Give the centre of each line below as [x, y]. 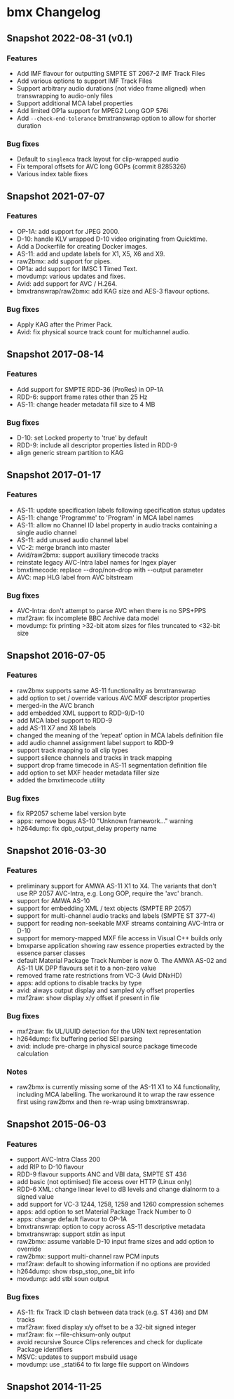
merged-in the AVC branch [55, 705]
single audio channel [47, 532]
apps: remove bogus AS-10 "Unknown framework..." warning [105, 821]
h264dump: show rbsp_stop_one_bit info [75, 1271]
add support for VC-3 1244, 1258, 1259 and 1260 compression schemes [120, 1204]
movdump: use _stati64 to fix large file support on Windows [103, 1365]
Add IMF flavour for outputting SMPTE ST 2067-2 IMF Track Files [111, 73]
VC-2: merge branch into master [63, 547]
